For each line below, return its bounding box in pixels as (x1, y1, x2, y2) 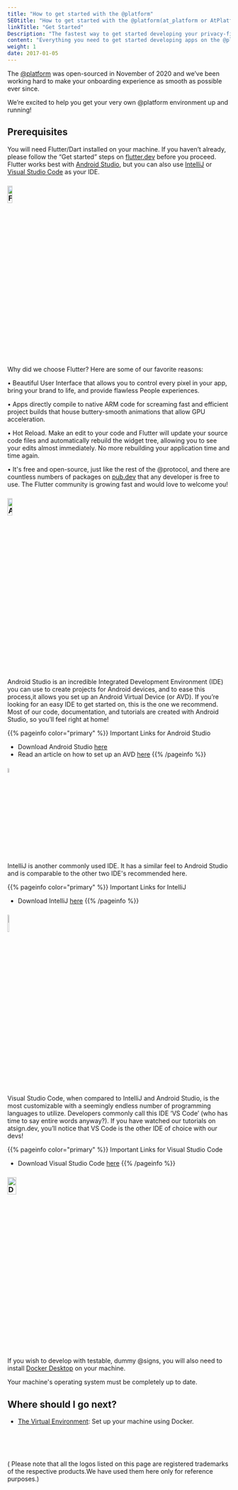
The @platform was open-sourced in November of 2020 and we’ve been (7, 69, 220, 78)
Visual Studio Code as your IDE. (7, 167, 101, 176)
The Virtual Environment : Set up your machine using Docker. (17, 1417, 194, 1426)
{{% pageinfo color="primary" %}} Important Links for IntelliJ (7, 882, 186, 891)
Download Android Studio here (17, 743, 108, 751)
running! (7, 106, 32, 114)
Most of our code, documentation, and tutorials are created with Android (7, 707, 220, 716)
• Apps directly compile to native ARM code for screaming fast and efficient (7, 399, 229, 408)
